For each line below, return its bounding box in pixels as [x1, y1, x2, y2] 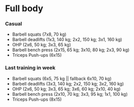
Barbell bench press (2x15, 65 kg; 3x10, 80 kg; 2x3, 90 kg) [12, 47, 130, 53]
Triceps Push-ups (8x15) [12, 96, 62, 102]
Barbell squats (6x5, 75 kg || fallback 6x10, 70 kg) [12, 75, 112, 81]
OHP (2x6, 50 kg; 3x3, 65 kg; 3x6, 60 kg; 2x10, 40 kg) [12, 86, 121, 92]
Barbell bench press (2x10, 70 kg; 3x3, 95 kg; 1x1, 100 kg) [12, 91, 128, 97]
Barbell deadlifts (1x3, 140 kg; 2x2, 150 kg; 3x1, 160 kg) [12, 37, 122, 43]
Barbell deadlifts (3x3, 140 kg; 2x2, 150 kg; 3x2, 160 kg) [12, 81, 124, 86]
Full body [5, 3, 44, 14]
